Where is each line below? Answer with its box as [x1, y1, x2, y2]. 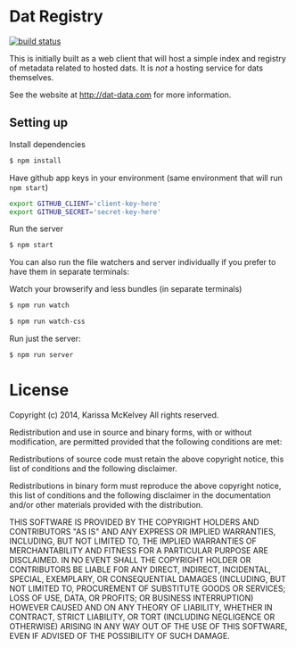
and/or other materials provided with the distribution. [9, 499, 203, 510]
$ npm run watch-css [9, 317, 86, 327]
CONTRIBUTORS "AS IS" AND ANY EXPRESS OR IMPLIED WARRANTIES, [9, 526, 276, 536]
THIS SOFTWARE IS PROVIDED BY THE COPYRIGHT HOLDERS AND [9, 516, 260, 528]
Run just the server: [9, 333, 82, 344]
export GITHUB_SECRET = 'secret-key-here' [9, 207, 162, 216]
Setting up [9, 115, 69, 130]
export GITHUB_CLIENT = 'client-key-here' [9, 199, 162, 208]
